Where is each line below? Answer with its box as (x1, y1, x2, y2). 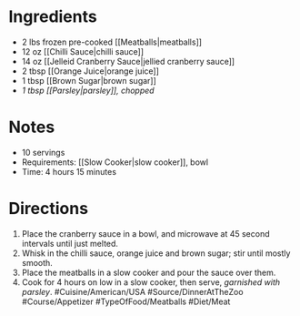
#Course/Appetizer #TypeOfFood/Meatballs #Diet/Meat (21, 296, 231, 307)
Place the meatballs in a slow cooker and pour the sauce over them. (21, 267, 276, 278)
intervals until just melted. (21, 238, 119, 249)
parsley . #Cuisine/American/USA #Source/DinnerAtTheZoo (21, 286, 244, 297)
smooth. (21, 257, 54, 268)
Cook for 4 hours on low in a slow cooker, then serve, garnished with (21, 276, 281, 288)
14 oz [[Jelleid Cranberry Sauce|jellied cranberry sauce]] (21, 56, 235, 66)
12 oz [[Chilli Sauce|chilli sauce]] (21, 46, 145, 56)
